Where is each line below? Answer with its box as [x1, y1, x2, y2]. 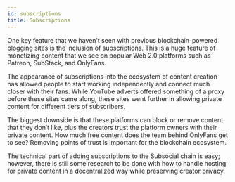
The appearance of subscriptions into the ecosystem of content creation [7, 72, 218, 81]
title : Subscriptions [7, 17, 71, 24]
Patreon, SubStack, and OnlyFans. [7, 58, 107, 67]
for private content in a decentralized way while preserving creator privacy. [7, 167, 225, 175]
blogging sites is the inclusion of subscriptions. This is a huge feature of [7, 44, 216, 52]
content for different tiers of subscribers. [7, 102, 126, 110]
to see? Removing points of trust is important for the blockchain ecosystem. [7, 138, 227, 146]
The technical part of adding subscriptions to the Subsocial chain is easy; [7, 152, 220, 160]
